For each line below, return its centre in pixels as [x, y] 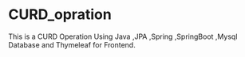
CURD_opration [60, 15]
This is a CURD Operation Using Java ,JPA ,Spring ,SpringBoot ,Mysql [123, 36]
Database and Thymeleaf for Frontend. [72, 44]
